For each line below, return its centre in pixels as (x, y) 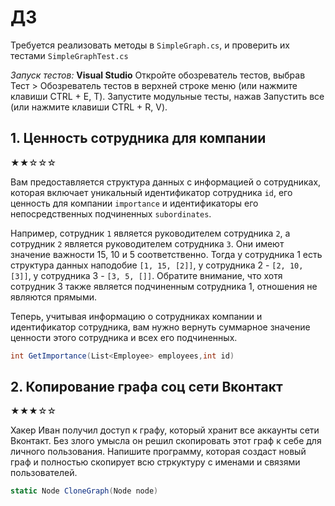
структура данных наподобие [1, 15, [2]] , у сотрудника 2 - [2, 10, (157, 265)
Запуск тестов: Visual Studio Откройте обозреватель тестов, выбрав (158, 75)
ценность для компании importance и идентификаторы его (134, 203)
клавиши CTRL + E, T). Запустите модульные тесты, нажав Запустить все (167, 96)
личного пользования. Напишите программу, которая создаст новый (158, 452)
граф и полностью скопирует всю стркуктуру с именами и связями (155, 462)
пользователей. (44, 473)
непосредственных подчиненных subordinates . (111, 213)
